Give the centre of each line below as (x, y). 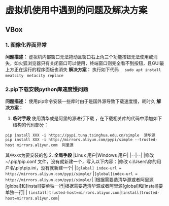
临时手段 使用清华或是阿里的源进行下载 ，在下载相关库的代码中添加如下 (87, 118)
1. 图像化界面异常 (26, 45)
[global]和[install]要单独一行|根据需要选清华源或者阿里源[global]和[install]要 (84, 186)
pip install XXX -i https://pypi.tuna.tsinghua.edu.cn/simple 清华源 (80, 135)
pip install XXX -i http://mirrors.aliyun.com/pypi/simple (69, 140)
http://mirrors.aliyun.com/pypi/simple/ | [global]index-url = (72, 174)
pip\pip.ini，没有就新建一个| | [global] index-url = (69, 168)
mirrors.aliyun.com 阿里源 (45, 145)
